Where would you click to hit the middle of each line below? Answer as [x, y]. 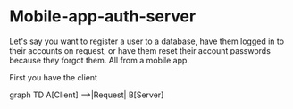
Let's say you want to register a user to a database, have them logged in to [146, 41]
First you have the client [54, 77]
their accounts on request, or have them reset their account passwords [140, 50]
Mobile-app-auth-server [103, 17]
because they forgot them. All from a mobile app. [100, 60]
